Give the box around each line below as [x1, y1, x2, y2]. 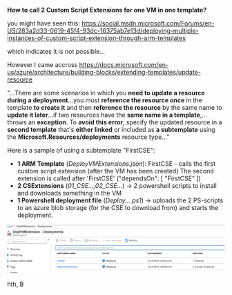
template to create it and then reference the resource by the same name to [7, 104, 222, 111]
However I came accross [7, 61, 78, 68]
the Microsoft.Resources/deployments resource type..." [7, 133, 170, 141]
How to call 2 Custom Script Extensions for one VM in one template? [7, 6, 207, 14]
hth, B [7, 280, 24, 288]
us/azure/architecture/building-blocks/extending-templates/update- [7, 68, 202, 76]
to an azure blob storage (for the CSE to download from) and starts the [17, 204, 219, 211]
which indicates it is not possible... [7, 48, 106, 55]
